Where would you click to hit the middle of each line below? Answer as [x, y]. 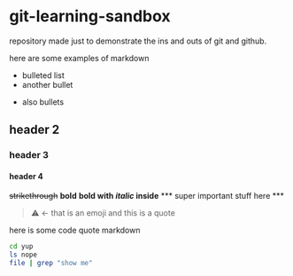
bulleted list [43, 75]
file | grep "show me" [51, 264]
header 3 [29, 155]
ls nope [23, 255]
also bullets [43, 102]
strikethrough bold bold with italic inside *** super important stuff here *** [147, 196]
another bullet [47, 84]
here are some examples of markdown [79, 58]
